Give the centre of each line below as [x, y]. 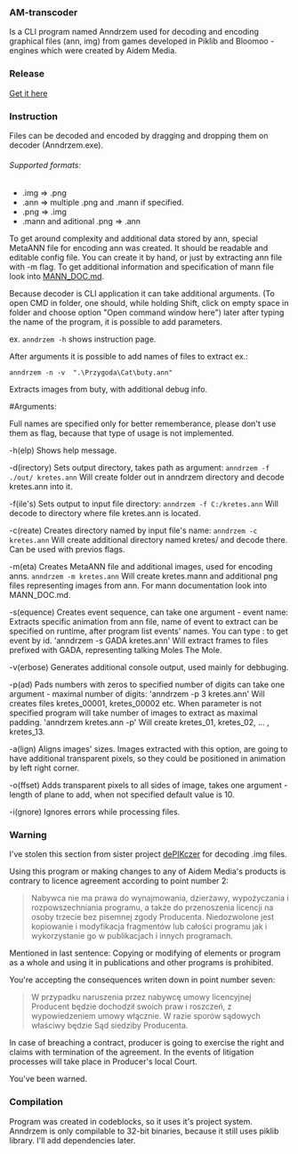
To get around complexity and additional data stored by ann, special [133, 238]
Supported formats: [45, 165]
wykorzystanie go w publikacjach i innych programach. [132, 936]
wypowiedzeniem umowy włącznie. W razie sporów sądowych [145, 1016]
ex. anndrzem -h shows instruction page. [83, 339]
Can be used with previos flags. [67, 550]
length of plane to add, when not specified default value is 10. [122, 795]
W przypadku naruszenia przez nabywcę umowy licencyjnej [141, 997]
